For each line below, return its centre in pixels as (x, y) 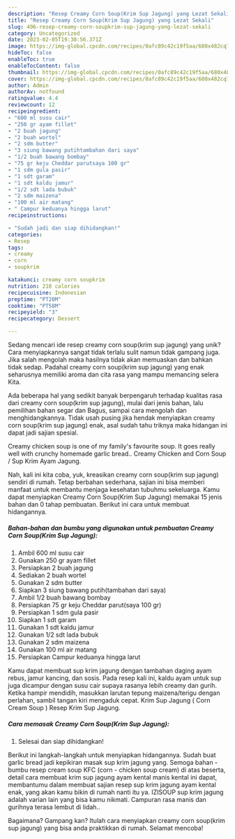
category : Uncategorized (44, 33)
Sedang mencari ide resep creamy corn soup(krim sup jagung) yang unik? (115, 345)
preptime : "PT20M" (35, 299)
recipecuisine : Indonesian (47, 292)
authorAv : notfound (36, 92)
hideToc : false (30, 53)
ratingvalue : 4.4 (33, 99)
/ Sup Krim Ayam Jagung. (45, 461)
